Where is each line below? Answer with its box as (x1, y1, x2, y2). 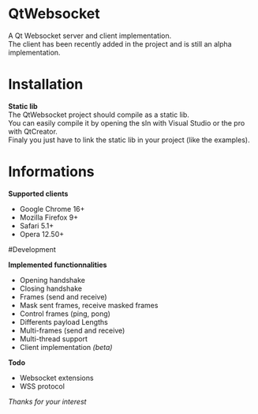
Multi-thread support (19, 333, 88, 344)
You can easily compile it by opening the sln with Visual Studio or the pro (8, 118, 245, 127)
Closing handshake (19, 284, 83, 293)
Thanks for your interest (8, 397, 87, 406)
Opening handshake (19, 275, 85, 284)
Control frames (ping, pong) (19, 309, 110, 318)
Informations (8, 163, 95, 181)
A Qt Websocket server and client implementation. (8, 31, 172, 40)
